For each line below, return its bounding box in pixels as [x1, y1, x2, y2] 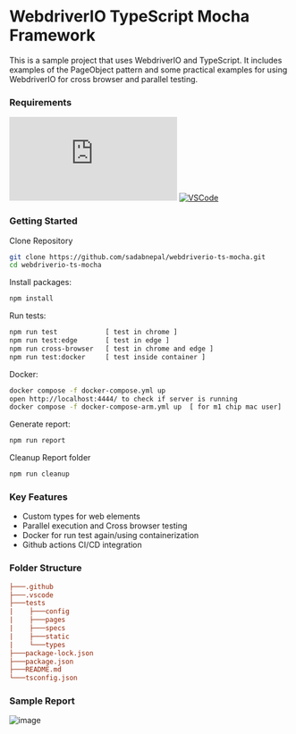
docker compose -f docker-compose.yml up [9, 386, 166, 395]
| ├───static [9, 632, 70, 641]
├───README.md [9, 665, 63, 674]
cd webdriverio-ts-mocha [9, 261, 102, 270]
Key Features [9, 490, 69, 502]
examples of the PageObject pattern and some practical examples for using [9, 64, 288, 75]
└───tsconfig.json [9, 673, 78, 683]
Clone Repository [9, 235, 73, 246]
